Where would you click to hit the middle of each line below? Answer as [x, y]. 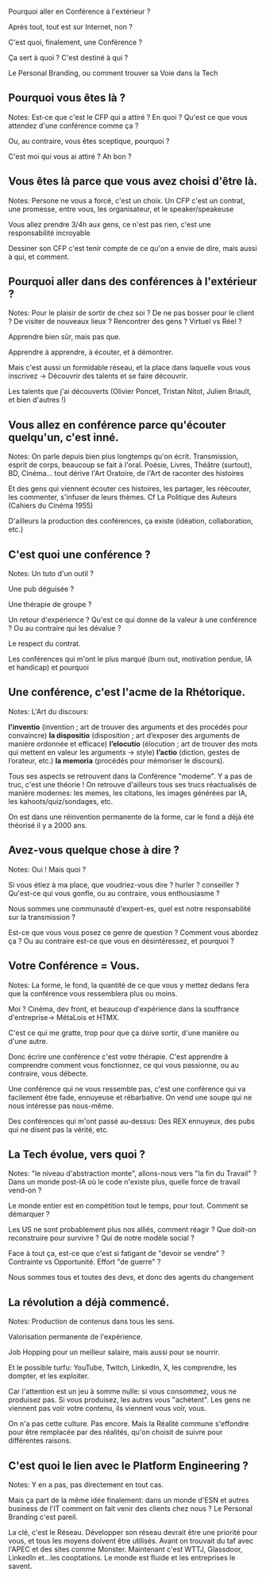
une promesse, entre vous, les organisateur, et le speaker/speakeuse [121, 209]
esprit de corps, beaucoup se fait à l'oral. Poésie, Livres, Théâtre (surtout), [130, 465]
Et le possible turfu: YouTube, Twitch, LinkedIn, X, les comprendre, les [122, 1368]
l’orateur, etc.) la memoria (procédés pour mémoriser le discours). [116, 760]
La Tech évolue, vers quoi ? [77, 1154]
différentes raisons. [40, 1440]
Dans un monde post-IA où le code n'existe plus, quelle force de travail [124, 1182]
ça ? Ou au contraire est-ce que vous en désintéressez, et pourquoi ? [121, 941]
